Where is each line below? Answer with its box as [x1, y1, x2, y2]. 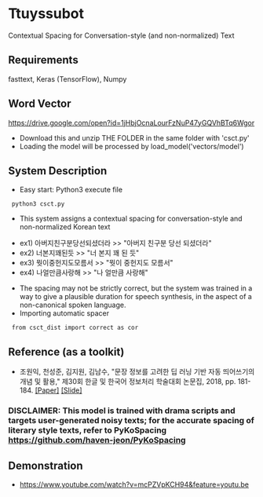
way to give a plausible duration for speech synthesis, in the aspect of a [19, 292, 253, 301]
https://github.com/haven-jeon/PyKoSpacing [8, 435, 186, 446]
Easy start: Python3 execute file [19, 185, 123, 195]
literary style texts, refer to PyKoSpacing [8, 425, 167, 436]
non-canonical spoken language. [19, 300, 126, 310]
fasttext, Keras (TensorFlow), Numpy [8, 74, 127, 83]
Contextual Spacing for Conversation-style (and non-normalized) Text [8, 31, 235, 40]
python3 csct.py [11, 200, 65, 208]
